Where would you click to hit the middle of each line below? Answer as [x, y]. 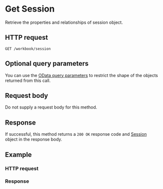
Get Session [30, 9]
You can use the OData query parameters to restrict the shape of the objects [81, 75]
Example [18, 154]
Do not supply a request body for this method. [51, 107]
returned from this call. [28, 80]
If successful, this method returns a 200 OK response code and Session [76, 134]
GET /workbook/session [28, 49]
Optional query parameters [47, 64]
